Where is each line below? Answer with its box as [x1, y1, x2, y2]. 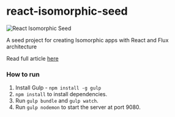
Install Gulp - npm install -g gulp [15, 84, 102, 91]
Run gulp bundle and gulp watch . [15, 97, 99, 105]
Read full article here [6, 55, 59, 62]
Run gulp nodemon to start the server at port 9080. [15, 104, 141, 111]
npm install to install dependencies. [15, 91, 108, 98]
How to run [6, 70, 40, 78]
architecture [6, 43, 37, 50]
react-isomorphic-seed [6, 4, 128, 18]
